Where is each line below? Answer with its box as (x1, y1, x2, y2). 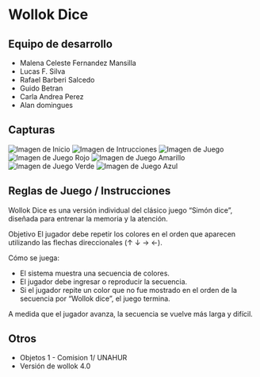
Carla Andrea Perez (19, 92, 84, 101)
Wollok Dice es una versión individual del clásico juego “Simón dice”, (8, 205, 233, 215)
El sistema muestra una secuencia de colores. (19, 268, 170, 278)
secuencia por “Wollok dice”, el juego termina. (19, 294, 170, 303)
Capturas (8, 123, 55, 137)
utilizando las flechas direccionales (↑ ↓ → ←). (8, 237, 162, 247)
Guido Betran (19, 83, 63, 93)
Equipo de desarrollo (8, 37, 113, 51)
